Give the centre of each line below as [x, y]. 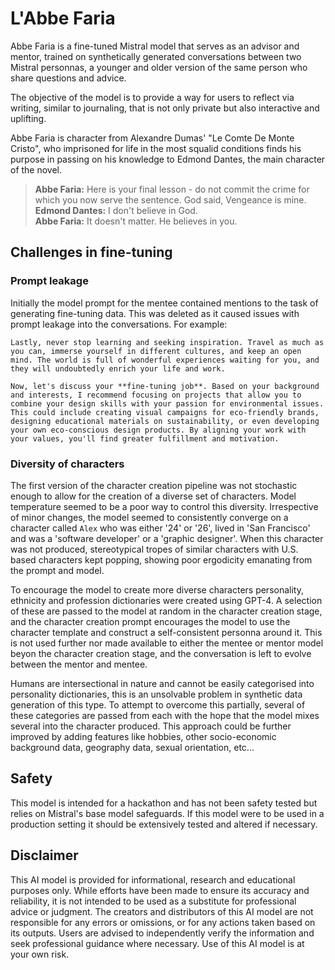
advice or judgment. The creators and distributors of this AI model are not [162, 911]
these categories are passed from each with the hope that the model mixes [165, 715]
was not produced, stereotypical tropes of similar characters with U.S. [154, 549]
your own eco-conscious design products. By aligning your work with [158, 430]
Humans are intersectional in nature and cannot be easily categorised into [162, 683]
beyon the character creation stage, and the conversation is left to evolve [161, 653]
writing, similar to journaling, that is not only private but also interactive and [165, 108]
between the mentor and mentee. [79, 664]
